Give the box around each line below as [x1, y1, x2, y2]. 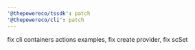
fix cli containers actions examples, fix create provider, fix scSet [7, 35, 188, 43]
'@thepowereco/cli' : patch [7, 16, 84, 23]
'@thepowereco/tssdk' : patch [7, 10, 91, 17]
